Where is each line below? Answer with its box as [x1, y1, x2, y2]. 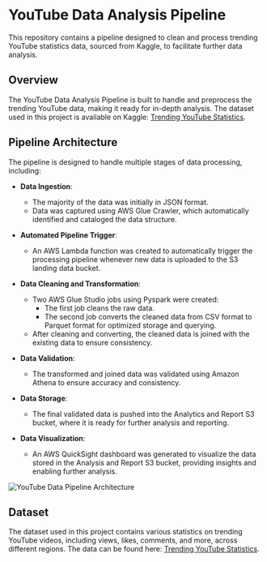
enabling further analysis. [32, 466, 117, 476]
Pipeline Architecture [8, 135, 118, 149]
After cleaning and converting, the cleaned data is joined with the [32, 328, 250, 338]
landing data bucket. [32, 263, 101, 272]
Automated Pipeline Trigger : [19, 230, 117, 240]
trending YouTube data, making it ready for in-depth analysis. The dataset [8, 103, 255, 113]
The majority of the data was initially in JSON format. [32, 197, 209, 207]
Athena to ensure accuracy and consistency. [32, 377, 181, 387]
